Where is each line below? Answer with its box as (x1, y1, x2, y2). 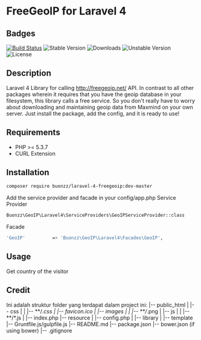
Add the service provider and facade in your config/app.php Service (6, 194, 176, 202)
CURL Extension (14, 150, 56, 157)
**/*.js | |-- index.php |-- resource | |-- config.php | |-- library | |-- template (6, 314, 193, 321)
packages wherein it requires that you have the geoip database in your (6, 91, 182, 98)
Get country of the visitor (6, 268, 69, 275)
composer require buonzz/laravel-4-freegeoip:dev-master (6, 183, 153, 190)
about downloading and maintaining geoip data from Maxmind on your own (6, 103, 193, 111)
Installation (6, 167, 49, 178)
